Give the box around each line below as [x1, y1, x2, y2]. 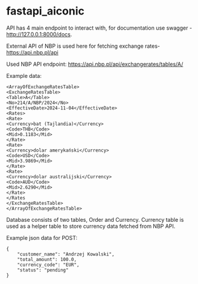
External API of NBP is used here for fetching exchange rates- [6, 42, 160, 50]
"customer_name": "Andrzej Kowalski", [17, 251, 115, 257]
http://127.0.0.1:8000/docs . [6, 30, 72, 37]
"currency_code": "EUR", [17, 262, 80, 268]
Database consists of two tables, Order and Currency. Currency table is [6, 216, 184, 223]
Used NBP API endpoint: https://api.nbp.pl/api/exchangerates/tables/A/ [6, 60, 184, 68]
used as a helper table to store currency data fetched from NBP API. [6, 222, 176, 230]
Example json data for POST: [6, 234, 77, 241]
